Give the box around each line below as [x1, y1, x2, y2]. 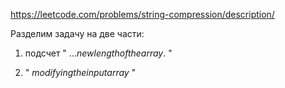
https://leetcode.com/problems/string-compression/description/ [10, 9, 275, 20]
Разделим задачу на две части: [10, 28, 145, 39]
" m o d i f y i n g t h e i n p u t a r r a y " [24, 67, 137, 78]
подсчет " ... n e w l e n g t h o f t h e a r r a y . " [24, 47, 173, 59]
